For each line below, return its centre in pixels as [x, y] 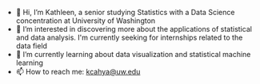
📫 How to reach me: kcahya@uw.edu [78, 72]
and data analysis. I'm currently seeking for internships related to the [129, 37]
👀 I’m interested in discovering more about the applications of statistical [134, 29]
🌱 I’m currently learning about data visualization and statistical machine [133, 54]
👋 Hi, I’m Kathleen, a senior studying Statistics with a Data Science [125, 12]
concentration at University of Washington [86, 21]
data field [32, 46]
